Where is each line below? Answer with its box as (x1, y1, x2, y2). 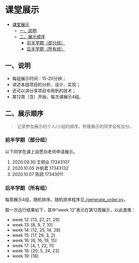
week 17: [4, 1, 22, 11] (12, 243, 54, 249)
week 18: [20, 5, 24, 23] (12, 248, 60, 254)
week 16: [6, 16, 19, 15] (12, 238, 57, 243)
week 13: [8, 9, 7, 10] (12, 222, 53, 228)
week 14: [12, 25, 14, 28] (12, 227, 61, 233)
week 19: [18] (12, 253, 39, 259)
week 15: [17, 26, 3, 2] (12, 232, 55, 238)
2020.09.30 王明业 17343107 (12, 159, 69, 165)
